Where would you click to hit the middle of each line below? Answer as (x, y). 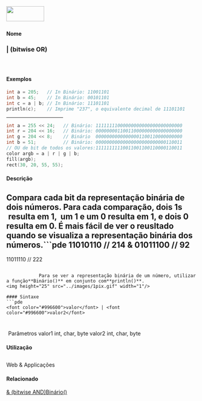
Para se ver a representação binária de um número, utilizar (117, 276)
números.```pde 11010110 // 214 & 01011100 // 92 (98, 245)
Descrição (20, 178)
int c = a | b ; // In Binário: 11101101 (58, 103)
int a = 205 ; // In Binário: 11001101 (58, 92)
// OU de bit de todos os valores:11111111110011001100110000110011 (94, 148)
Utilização (19, 347)
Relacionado (22, 379)
